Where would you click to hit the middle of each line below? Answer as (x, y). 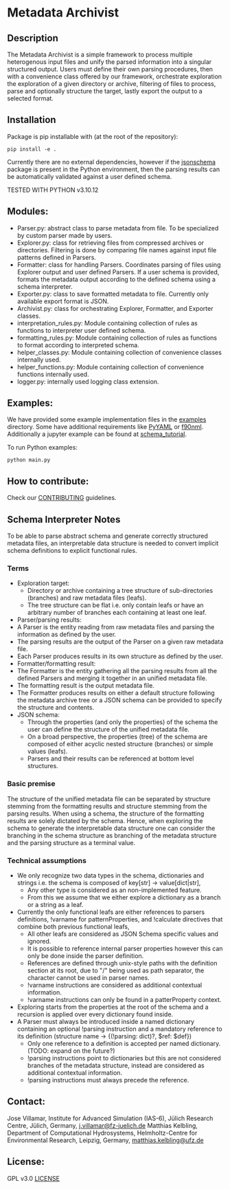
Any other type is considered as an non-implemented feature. (114, 890)
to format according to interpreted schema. (78, 345)
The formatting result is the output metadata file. (85, 686)
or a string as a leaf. (55, 904)
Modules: (28, 211)
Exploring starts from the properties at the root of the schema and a (113, 1007)
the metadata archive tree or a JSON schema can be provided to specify (119, 700)
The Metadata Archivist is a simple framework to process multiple (100, 54)
